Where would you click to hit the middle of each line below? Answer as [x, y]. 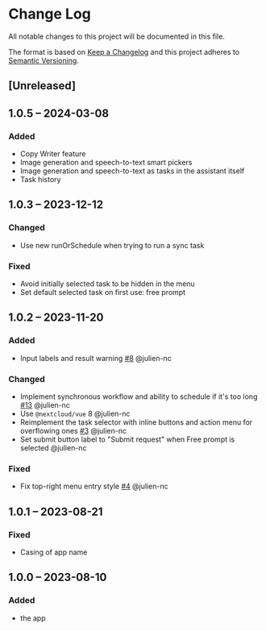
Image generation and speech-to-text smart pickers [106, 163]
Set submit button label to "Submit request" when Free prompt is [127, 439]
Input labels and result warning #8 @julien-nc [96, 358]
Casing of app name [54, 552]
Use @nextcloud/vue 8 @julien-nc [75, 413]
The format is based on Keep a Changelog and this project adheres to [124, 52]
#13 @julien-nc [45, 405]
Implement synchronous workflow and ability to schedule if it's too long [139, 396]
